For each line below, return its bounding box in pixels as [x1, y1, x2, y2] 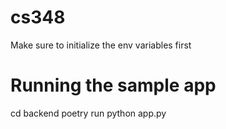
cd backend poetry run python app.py [10, 107, 167, 119]
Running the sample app [10, 74, 217, 97]
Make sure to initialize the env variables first [10, 39, 192, 51]
